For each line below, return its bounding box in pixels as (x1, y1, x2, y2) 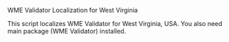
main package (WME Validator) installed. (7, 27, 127, 35)
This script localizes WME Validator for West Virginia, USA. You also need (7, 20, 223, 27)
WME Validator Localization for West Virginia (7, 6, 139, 14)
